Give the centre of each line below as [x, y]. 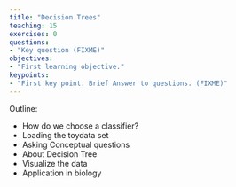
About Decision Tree [59, 154]
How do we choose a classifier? [80, 126]
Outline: [24, 108]
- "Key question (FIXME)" [57, 51]
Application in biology [62, 173]
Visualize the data [55, 163]
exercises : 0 [33, 34]
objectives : [31, 58]
